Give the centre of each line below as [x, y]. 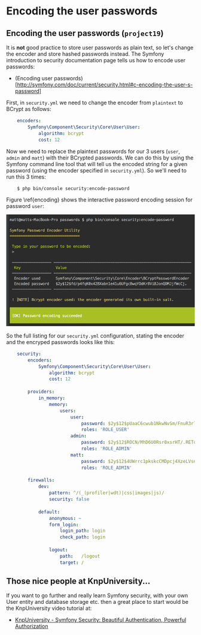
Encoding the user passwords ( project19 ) [85, 33]
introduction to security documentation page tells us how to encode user [96, 60]
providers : [41, 392]
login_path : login [83, 531]
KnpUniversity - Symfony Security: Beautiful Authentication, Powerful [100, 620]
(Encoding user [33, 78]
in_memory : [52, 398]
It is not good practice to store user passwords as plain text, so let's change [100, 47]
